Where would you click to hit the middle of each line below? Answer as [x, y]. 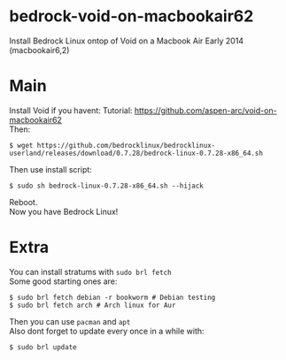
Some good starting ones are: [63, 281]
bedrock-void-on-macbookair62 [131, 16]
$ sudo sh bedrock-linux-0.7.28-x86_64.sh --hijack [106, 186]
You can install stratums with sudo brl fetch [90, 272]
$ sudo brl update [43, 347]
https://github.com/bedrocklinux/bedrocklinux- [126, 145]
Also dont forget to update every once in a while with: [107, 331]
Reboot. [23, 202]
